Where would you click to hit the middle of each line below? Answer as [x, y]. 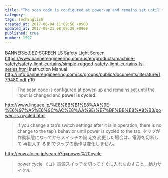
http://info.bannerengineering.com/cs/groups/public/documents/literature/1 [83, 74]
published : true [22, 33]
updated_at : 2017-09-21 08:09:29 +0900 [47, 29]
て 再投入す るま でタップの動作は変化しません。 [67, 143]
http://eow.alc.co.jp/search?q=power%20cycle [53, 153]
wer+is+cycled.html [25, 115]
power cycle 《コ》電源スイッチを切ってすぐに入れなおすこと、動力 [87, 164]
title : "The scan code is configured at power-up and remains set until [82, 10]
